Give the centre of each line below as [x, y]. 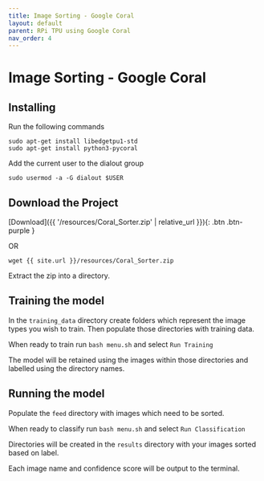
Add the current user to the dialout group [76, 163]
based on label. [34, 452]
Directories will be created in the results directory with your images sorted [132, 444]
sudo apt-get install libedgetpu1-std [73, 141]
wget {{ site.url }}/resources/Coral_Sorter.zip [91, 261]
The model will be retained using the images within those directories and [128, 360]
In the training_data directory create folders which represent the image [127, 320]
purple [19, 230]
